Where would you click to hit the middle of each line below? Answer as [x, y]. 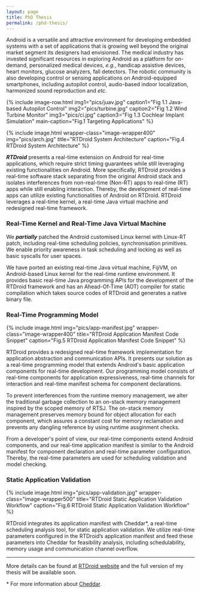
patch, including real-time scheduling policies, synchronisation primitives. [97, 243]
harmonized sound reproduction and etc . [57, 91]
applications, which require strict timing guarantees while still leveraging [95, 164]
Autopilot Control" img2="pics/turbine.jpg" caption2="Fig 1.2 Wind [105, 109]
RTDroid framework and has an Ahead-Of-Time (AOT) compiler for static [96, 286]
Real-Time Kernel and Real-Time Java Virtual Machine [86, 224]
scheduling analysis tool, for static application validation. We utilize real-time [100, 530]
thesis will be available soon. [41, 573]
